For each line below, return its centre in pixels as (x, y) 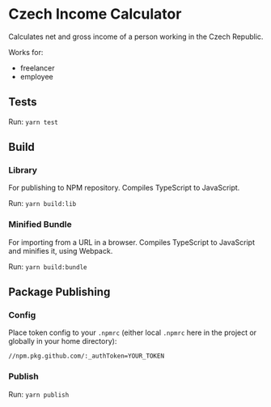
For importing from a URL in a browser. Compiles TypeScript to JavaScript (131, 242)
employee (37, 76)
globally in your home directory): (63, 341)
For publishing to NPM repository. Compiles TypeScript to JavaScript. (124, 188)
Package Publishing (59, 292)
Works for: (26, 52)
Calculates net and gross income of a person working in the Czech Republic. (136, 36)
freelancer (37, 68)
